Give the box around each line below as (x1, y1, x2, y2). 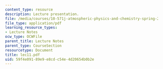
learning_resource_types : (5, 25, 57, 30)
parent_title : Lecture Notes (5, 39, 64, 44)
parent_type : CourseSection (5, 43, 62, 48)
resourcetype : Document (5, 48, 53, 52)
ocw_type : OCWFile (5, 34, 42, 39)
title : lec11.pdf (5, 52, 40, 57)
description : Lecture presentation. (5, 12, 79, 17)
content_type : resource (5, 7, 53, 12)
